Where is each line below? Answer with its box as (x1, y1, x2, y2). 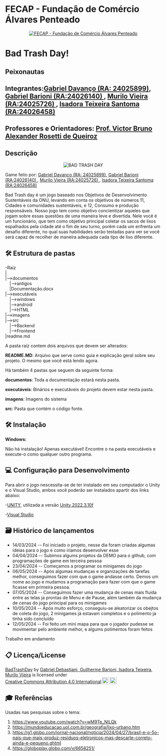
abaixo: (5, 492, 20, 498)
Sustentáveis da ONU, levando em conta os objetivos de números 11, (5, 197, 145, 203)
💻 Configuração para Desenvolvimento (5, 466, 130, 474)
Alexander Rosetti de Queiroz (5, 132, 98, 141)
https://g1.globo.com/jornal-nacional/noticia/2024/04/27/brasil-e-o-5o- (12, 729, 160, 735)
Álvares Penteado (5, 14, 80, 25)
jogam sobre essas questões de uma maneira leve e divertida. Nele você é (5, 213, 157, 219)
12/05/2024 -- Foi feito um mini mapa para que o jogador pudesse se (12, 621, 154, 627)
